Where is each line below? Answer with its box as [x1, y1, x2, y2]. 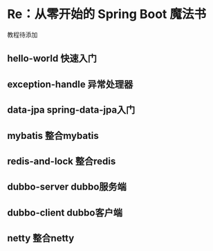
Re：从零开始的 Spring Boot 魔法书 [7, 6, 206, 22]
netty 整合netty [7, 232, 75, 244]
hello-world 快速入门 [7, 53, 97, 64]
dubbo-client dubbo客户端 [7, 207, 123, 219]
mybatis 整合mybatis [7, 129, 99, 142]
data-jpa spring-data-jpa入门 [7, 104, 136, 116]
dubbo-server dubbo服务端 [7, 181, 127, 193]
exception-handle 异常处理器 [7, 78, 133, 90]
